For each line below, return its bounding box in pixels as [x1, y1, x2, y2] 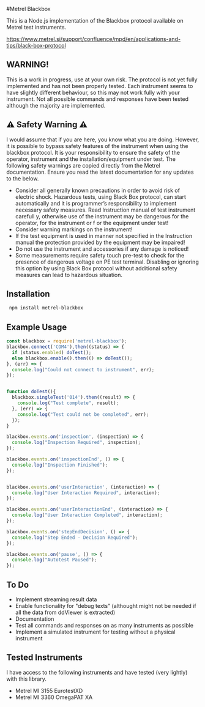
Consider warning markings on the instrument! [15, 226, 133, 233]
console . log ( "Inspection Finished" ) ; [12, 462, 108, 468]
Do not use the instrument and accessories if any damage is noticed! [15, 245, 189, 253]
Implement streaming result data [15, 596, 97, 603]
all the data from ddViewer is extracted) [15, 609, 116, 616]
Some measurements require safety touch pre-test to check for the [15, 251, 185, 259]
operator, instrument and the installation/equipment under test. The [6, 155, 176, 163]
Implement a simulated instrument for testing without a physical [15, 628, 176, 635]
